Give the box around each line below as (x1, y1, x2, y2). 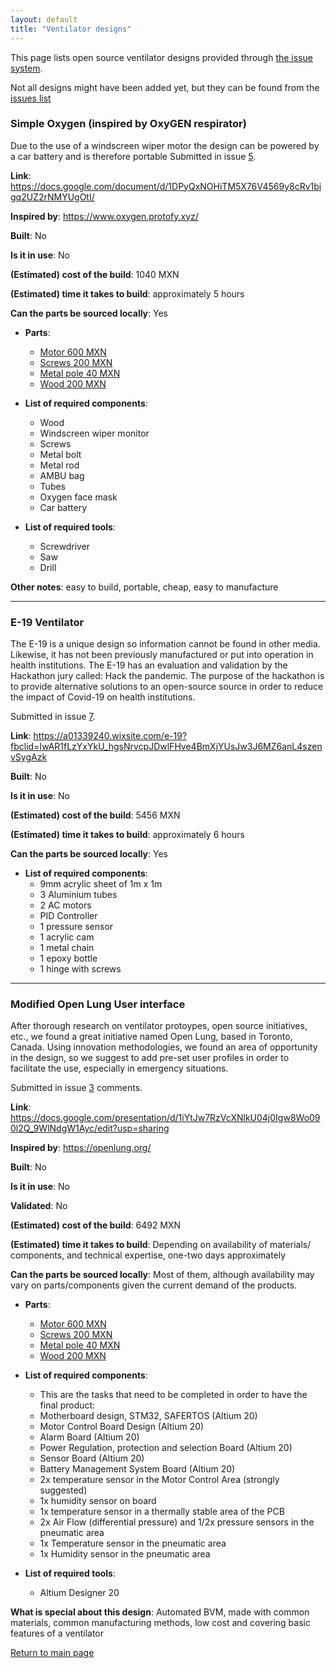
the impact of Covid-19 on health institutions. (10, 691, 196, 703)
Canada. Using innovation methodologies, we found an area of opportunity (10, 1041, 318, 1053)
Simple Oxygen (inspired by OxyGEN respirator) (10, 117, 247, 131)
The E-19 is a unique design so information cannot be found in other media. (10, 638, 321, 650)
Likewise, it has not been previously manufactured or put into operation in (10, 649, 314, 661)
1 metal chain (39, 942, 95, 954)
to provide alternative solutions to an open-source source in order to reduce (10, 681, 324, 693)
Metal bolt (39, 448, 82, 460)
